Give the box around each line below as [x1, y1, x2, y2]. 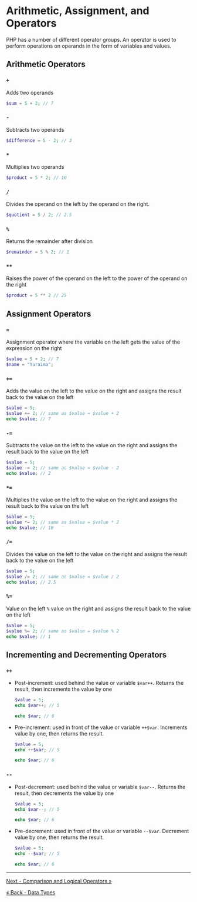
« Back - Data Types [6, 888, 56, 896]
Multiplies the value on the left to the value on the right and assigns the [6, 496, 178, 503]
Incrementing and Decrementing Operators [6, 650, 167, 660]
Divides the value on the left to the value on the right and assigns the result [6, 550, 188, 557]
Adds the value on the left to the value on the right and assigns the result [6, 387, 182, 395]
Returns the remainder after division [6, 238, 93, 245]
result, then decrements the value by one [14, 790, 114, 797]
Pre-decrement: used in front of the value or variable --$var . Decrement [14, 828, 189, 835]
